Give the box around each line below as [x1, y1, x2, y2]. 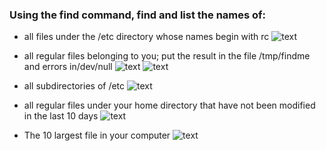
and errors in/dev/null [23, 61, 113, 73]
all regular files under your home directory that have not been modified [23, 99, 316, 112]
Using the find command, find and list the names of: [9, 8, 267, 22]
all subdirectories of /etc [23, 80, 126, 92]
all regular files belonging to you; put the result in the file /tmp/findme [23, 50, 311, 62]
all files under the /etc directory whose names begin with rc [23, 31, 270, 43]
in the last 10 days [23, 110, 99, 122]
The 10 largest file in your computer [23, 129, 171, 142]
